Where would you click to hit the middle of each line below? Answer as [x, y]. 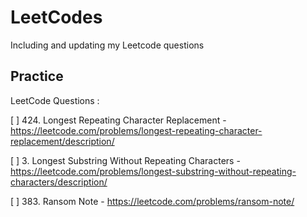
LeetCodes [56, 17]
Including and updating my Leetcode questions [107, 45]
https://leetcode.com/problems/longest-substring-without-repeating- [153, 171]
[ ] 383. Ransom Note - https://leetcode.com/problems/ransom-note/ [152, 201]
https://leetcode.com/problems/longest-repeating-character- [136, 130]
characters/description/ [59, 182]
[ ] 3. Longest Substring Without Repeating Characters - [125, 160]
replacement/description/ [62, 141]
